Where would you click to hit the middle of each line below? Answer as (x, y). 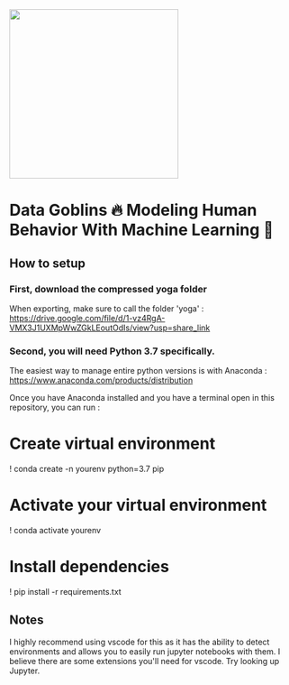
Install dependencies (89, 567)
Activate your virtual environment (138, 505)
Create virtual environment (113, 444)
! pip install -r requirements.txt (65, 591)
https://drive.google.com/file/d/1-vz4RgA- (87, 318)
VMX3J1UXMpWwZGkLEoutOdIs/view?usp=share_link (110, 328)
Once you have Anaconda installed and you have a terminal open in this (142, 398)
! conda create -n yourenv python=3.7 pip (87, 469)
